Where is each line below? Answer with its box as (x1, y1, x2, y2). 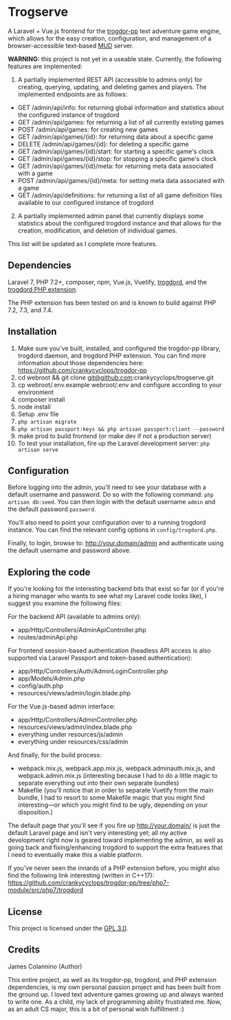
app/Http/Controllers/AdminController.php (17, 716, 137, 724)
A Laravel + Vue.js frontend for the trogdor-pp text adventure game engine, (8, 27, 221, 35)
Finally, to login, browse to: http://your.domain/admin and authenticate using (8, 539, 224, 547)
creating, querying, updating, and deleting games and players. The (17, 83, 207, 91)
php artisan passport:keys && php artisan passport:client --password (17, 426, 225, 433)
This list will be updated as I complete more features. (8, 239, 157, 248)
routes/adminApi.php (17, 633, 78, 642)
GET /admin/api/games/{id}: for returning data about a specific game (17, 132, 214, 141)
